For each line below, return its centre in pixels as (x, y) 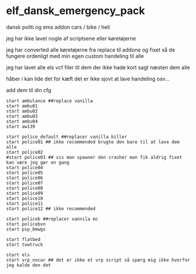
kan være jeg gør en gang (38, 163)
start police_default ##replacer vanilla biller (67, 137)
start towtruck (25, 245)
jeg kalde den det (28, 265)
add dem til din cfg (29, 90)
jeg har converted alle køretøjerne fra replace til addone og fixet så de (91, 50)
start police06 (25, 178)
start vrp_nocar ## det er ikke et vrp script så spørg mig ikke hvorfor (98, 260)
